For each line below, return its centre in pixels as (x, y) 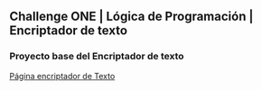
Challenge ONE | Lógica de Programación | (131, 17)
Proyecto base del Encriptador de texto (97, 57)
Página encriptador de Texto (62, 76)
